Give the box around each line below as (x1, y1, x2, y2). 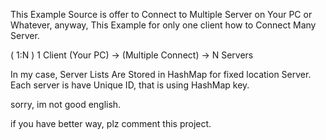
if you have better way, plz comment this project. (10, 118, 212, 129)
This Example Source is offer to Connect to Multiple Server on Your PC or (10, 9, 313, 20)
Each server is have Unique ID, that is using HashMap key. (10, 79, 250, 91)
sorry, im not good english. (10, 99, 122, 110)
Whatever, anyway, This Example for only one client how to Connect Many (10, 19, 317, 31)
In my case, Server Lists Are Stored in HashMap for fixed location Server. (10, 69, 312, 80)
